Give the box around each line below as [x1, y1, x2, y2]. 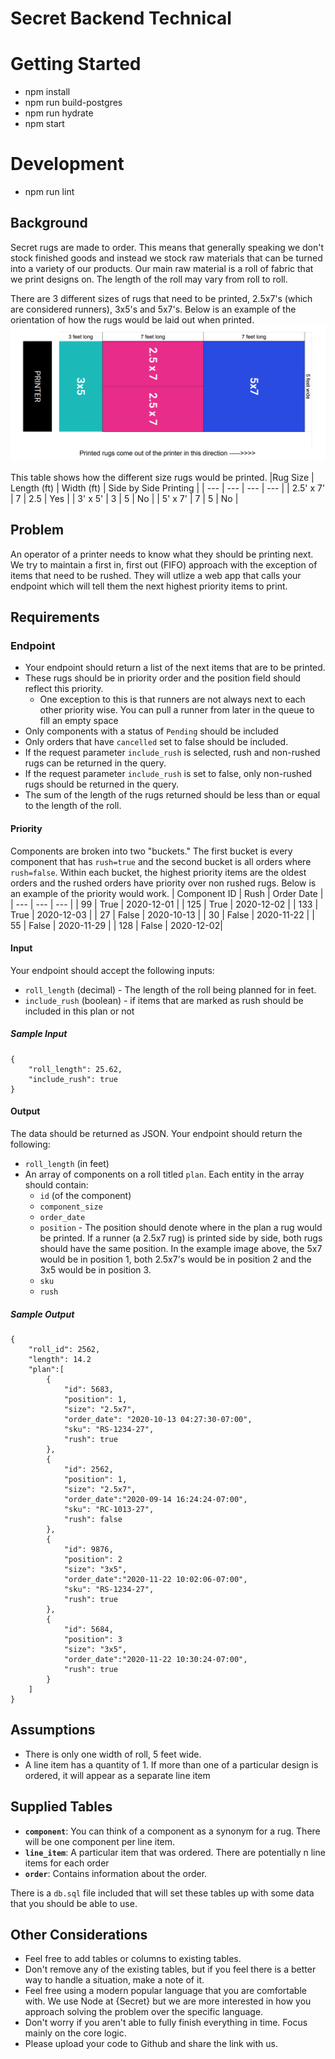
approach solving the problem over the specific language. [24, 2006, 264, 2018]
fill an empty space [39, 715, 119, 727]
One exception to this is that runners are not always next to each [39, 693, 306, 706]
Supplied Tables [10, 1798, 113, 1816]
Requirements [10, 609, 100, 626]
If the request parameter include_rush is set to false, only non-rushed [24, 768, 313, 780]
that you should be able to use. [10, 1897, 138, 1909]
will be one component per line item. [24, 1835, 176, 1847]
